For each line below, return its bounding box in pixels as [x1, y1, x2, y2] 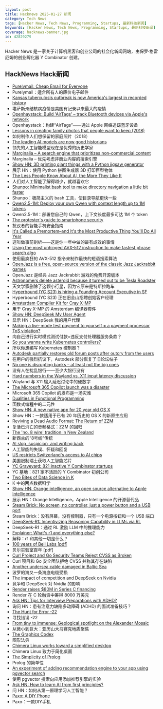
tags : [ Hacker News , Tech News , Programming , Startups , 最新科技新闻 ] [5, 20, 147, 26]
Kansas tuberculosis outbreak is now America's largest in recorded [12, 95, 147, 100]
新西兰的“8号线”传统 [12, 435, 53, 441]
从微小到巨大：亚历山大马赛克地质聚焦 [12, 626, 89, 631]
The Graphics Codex [12, 631, 54, 637]
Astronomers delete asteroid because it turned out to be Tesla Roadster [12, 277, 156, 283]
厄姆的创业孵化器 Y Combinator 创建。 [5, 54, 82, 60]
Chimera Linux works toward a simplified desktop [12, 642, 111, 649]
